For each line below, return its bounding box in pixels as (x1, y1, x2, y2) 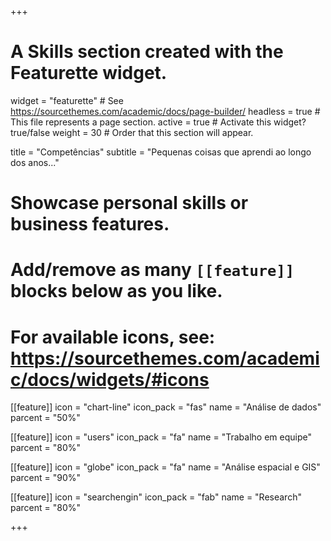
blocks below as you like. (10, 280, 223, 303)
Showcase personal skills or (10, 192, 249, 215)
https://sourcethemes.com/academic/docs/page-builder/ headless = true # (10, 105, 321, 117)
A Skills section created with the (10, 41, 284, 63)
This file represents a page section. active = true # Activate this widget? (10, 116, 307, 128)
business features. (10, 213, 170, 236)
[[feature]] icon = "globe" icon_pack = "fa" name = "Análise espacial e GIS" (10, 461, 321, 473)
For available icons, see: (10, 326, 216, 348)
